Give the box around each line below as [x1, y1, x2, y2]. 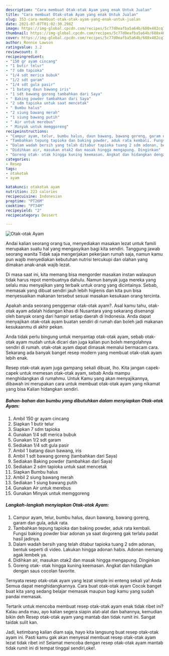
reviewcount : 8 [6, 49, 38, 54]
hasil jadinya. [13, 536, 41, 542]
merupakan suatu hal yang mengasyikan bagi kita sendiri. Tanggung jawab [6, 246, 160, 252]
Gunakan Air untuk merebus [13, 485, 71, 491]
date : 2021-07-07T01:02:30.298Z [6, 21, 73, 27]
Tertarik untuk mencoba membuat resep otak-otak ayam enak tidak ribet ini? [6, 603, 163, 609]
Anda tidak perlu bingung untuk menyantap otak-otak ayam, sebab [6, 334, 144, 340]
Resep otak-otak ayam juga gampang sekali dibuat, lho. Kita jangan [6, 365, 145, 371]
